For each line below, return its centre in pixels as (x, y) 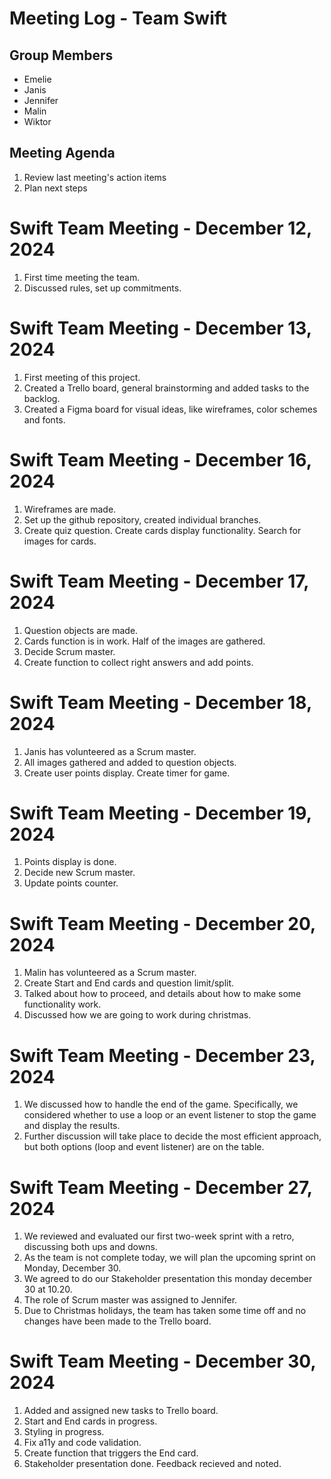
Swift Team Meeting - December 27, (161, 1187)
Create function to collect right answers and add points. (138, 662)
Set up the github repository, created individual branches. (142, 519)
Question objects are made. (81, 630)
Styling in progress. (64, 1432)
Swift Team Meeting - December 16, (160, 459)
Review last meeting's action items (95, 177)
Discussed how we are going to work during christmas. (137, 1015)
